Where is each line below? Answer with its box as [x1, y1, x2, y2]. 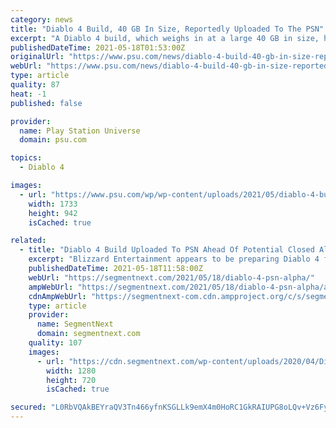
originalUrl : [10, 52, 65, 62]
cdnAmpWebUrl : [28, 291, 87, 301]
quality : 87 [10, 80, 60, 90]
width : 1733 [28, 199, 78, 209]
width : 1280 [46, 366, 97, 376]
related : [10, 236, 47, 246]
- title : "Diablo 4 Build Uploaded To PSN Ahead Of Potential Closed [19, 245, 315, 255]
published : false [10, 98, 83, 108]
